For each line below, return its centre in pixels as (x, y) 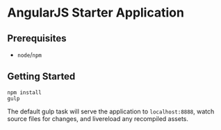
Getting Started (41, 76)
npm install (24, 92)
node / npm (29, 55)
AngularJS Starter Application (96, 13)
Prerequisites (37, 38)
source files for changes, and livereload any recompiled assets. (98, 118)
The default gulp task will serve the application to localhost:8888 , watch (111, 111)
